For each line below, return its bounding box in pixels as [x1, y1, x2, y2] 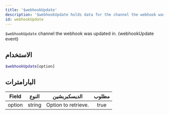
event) [5, 36, 19, 42]
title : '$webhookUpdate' [5, 7, 57, 13]
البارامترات [5, 78, 36, 86]
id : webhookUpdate [5, 17, 44, 22]
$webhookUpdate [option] [5, 64, 55, 69]
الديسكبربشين [52, 93, 83, 100]
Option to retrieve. [46, 101, 89, 108]
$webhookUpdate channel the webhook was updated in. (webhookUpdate [5, 31, 154, 37]
